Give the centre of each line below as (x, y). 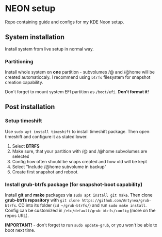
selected (21, 156)
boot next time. (20, 230)
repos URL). (17, 216)
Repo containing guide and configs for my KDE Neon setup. (65, 22)
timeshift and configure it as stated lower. (46, 136)
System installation (35, 37)
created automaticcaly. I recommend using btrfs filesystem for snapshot (78, 77)
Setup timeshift (24, 121)
